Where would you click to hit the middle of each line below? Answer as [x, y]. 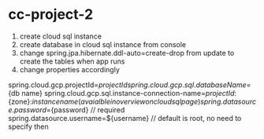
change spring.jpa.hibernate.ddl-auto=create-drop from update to [127, 53]
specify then [28, 126]
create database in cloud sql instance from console [103, 44]
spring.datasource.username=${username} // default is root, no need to [125, 118]
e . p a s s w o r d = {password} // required [67, 110]
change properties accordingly [70, 69]
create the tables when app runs [72, 61]
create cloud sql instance [61, 36]
